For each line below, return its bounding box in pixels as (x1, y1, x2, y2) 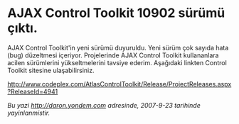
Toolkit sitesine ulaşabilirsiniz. (7, 66, 95, 74)
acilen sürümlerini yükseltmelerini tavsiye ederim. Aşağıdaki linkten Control (7, 58, 228, 67)
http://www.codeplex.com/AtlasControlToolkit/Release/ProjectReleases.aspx (7, 79, 232, 88)
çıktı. (7, 20, 38, 36)
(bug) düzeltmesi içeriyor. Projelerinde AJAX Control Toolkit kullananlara (7, 51, 219, 60)
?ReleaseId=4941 (7, 87, 58, 96)
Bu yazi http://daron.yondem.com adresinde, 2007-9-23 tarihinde (7, 101, 201, 109)
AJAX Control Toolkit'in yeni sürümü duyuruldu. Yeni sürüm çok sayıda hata (7, 43, 229, 52)
